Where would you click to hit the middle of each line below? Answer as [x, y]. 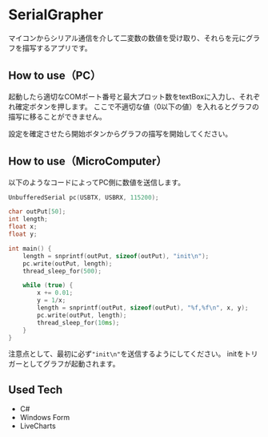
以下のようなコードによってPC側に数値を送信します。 [97, 182]
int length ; [28, 219]
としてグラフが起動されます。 [71, 364]
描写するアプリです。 [57, 48]
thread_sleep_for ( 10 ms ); [78, 322]
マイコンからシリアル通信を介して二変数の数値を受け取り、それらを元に [127, 38]
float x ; [23, 227]
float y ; [23, 234]
